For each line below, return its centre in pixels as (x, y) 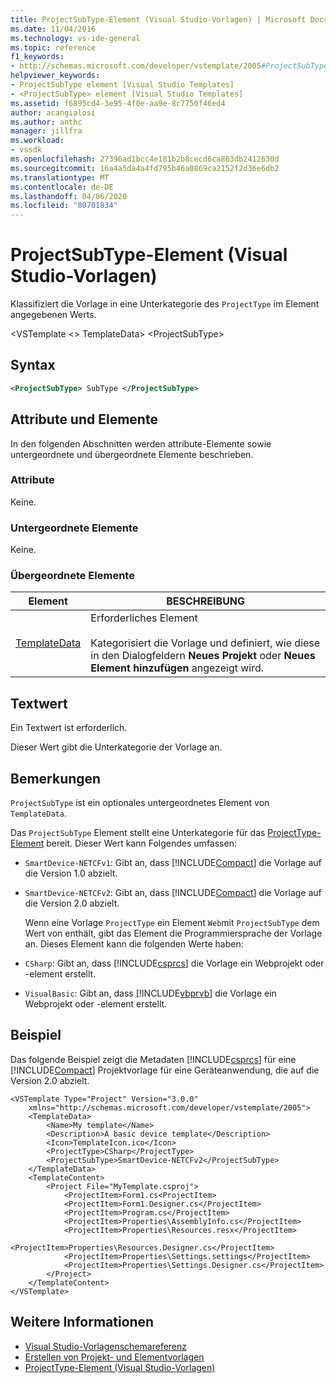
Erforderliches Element (144, 618)
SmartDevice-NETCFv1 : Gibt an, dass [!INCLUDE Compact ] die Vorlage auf (173, 863)
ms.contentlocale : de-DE (62, 187)
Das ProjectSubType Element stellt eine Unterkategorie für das (138, 833)
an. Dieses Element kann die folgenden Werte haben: (134, 944)
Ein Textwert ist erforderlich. (69, 728)
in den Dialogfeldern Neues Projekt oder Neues (203, 656)
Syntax (33, 365)
